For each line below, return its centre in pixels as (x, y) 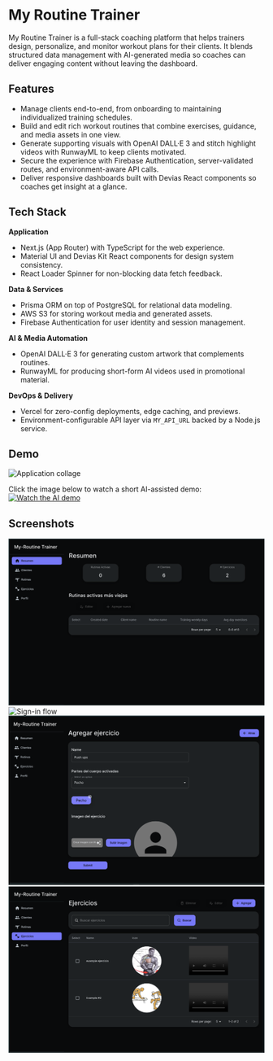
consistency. (41, 264)
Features (31, 89)
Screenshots (41, 524)
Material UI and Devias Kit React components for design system (127, 256)
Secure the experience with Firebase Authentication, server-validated (136, 160)
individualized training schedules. (76, 117)
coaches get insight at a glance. (74, 186)
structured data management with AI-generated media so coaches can (127, 55)
